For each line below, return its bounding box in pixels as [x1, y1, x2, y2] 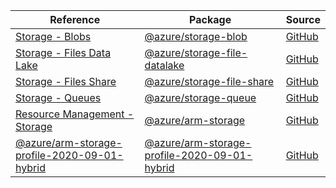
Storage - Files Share [15, 75, 117, 88]
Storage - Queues [15, 91, 102, 104]
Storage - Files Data [15, 46, 112, 59]
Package [189, 13, 232, 26]
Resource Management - [15, 107, 135, 121]
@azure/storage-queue [144, 91, 257, 104]
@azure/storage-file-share [144, 75, 275, 88]
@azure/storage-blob [144, 30, 248, 43]
